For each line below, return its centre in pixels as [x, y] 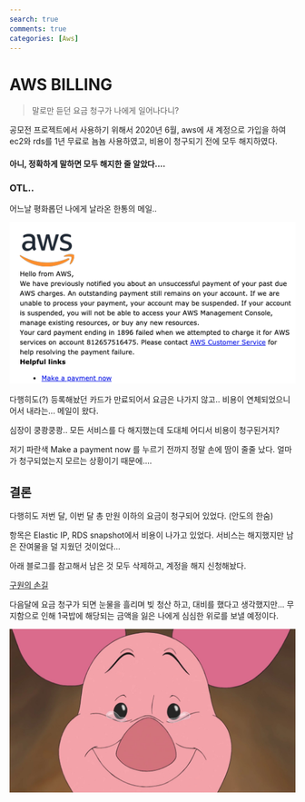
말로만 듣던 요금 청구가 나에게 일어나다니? [105, 111]
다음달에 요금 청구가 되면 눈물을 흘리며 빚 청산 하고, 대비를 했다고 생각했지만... [147, 604]
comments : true [38, 29]
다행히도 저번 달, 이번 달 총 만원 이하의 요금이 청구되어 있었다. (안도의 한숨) [142, 516]
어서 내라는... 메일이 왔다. [54, 411]
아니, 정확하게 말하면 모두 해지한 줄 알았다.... [88, 163]
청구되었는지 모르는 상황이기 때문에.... [85, 461]
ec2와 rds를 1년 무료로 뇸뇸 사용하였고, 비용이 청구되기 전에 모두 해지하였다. [144, 142]
